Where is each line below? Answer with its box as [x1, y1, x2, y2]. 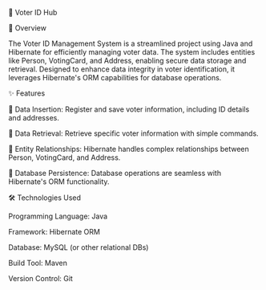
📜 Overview [8, 23, 46, 32]
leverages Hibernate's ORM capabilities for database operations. [8, 73, 222, 82]
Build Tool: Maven [8, 258, 68, 268]
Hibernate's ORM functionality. [8, 177, 110, 186]
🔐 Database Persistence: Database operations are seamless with [8, 169, 222, 178]
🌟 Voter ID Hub [8, 8, 58, 17]
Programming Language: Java [8, 211, 108, 221]
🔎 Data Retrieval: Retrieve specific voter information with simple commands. [8, 129, 259, 138]
